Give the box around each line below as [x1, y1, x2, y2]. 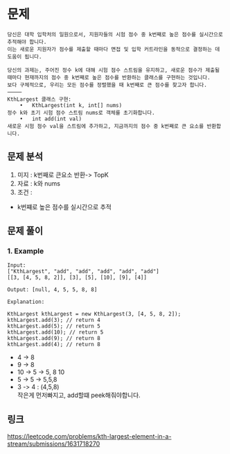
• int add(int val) [19, 115, 82, 122]
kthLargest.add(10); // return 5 [7, 329, 104, 336]
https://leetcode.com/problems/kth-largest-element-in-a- [7, 432, 172, 441]
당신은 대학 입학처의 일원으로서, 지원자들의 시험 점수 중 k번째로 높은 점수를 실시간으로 [7, 31, 223, 38]
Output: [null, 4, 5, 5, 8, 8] [7, 286, 98, 293]
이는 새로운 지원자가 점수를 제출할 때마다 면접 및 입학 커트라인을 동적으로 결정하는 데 [7, 46, 220, 53]
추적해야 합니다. [7, 38, 47, 45]
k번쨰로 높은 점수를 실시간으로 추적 [17, 202, 112, 211]
